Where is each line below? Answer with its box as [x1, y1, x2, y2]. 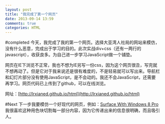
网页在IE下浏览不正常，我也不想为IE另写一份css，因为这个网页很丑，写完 [5, 62, 153, 68]
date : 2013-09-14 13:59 [5, 16, 54, 21]
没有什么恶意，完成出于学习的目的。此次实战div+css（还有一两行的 [5, 46, 141, 51]
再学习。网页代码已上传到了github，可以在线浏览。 [5, 80, 109, 86]
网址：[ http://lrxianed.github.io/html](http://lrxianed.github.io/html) [5, 91, 140, 97]
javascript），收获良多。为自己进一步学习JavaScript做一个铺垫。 [5, 52, 135, 58]
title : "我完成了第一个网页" [5, 12, 58, 17]
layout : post [5, 7, 32, 12]
